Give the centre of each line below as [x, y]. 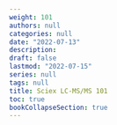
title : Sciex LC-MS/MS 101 [58, 91]
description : [33, 50]
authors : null [35, 26]
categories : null [41, 33]
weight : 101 [31, 17]
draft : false [33, 58]
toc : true [27, 99]
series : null [33, 75]
